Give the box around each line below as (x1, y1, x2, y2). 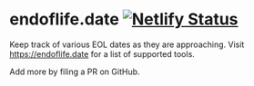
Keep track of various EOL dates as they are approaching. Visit (9, 39, 245, 50)
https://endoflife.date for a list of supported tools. (9, 48, 196, 59)
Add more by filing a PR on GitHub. (9, 66, 140, 77)
